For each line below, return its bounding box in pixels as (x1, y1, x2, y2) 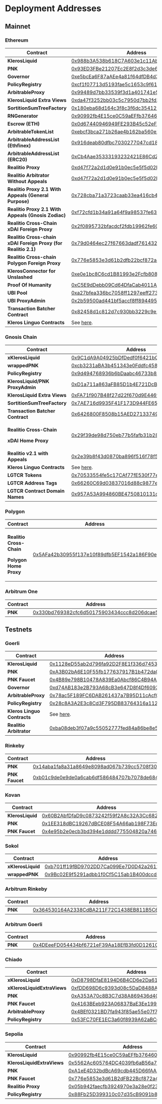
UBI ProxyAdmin (7, 297, 46, 304)
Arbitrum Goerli (5, 921, 42, 928)
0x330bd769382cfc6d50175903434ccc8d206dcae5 (33, 609, 159, 615)
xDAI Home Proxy (7, 437, 49, 444)
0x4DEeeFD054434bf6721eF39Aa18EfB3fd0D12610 (33, 941, 158, 948)
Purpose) (7, 198, 29, 205)
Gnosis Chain (5, 333, 37, 340)
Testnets (5, 626, 32, 634)
